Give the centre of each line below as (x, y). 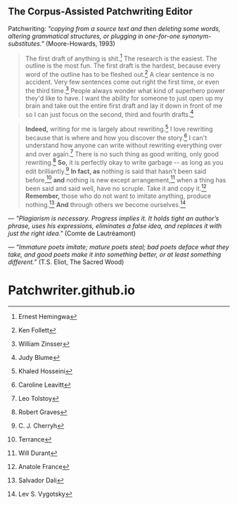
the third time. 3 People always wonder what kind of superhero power (125, 90)
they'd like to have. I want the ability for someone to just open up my (124, 98)
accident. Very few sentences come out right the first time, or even (122, 82)
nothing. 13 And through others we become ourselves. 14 (105, 204)
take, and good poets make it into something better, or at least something (115, 254)
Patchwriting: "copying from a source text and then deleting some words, (114, 28)
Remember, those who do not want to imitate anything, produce (118, 196)
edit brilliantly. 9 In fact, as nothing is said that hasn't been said (116, 170)
